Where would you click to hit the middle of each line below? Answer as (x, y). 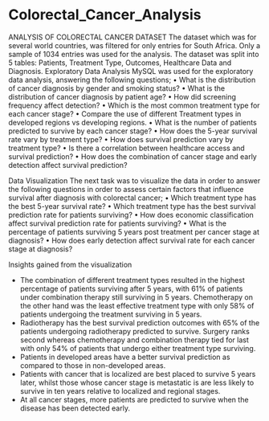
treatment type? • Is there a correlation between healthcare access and (126, 148)
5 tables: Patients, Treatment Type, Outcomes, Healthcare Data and (120, 63)
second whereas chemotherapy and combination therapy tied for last (134, 340)
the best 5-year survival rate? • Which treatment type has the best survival (132, 206)
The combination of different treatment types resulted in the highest (132, 280)
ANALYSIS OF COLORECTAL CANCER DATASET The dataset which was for (132, 37)
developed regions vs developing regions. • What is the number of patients (132, 122)
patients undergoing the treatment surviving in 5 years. (111, 314)
